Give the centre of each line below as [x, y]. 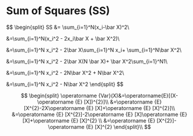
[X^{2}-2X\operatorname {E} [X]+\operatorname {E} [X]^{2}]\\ [99, 108]
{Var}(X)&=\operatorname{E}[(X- [138, 95]
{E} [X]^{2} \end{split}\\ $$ [118, 127]
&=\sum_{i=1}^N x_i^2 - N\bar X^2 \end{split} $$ [65, 84]
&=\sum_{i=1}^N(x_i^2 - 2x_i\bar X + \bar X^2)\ [63, 38]
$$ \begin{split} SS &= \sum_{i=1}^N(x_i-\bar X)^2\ [68, 27]
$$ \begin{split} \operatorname [59, 95]
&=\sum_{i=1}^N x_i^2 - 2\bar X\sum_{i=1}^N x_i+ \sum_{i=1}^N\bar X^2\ [94, 50]
